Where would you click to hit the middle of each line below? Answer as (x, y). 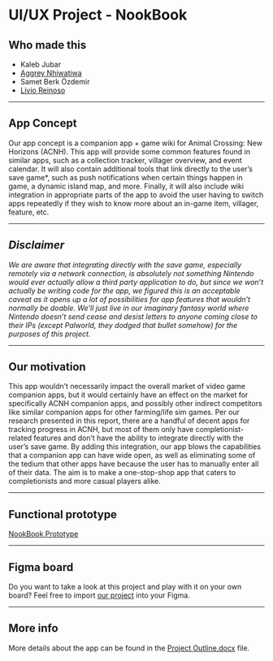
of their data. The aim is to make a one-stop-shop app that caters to (122, 473)
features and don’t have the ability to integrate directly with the (139, 438)
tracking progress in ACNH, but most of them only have (101, 430)
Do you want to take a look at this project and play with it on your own (125, 587)
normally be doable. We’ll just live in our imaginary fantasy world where (129, 308)
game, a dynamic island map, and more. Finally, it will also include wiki (126, 186)
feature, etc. (29, 212)
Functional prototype (63, 514)
